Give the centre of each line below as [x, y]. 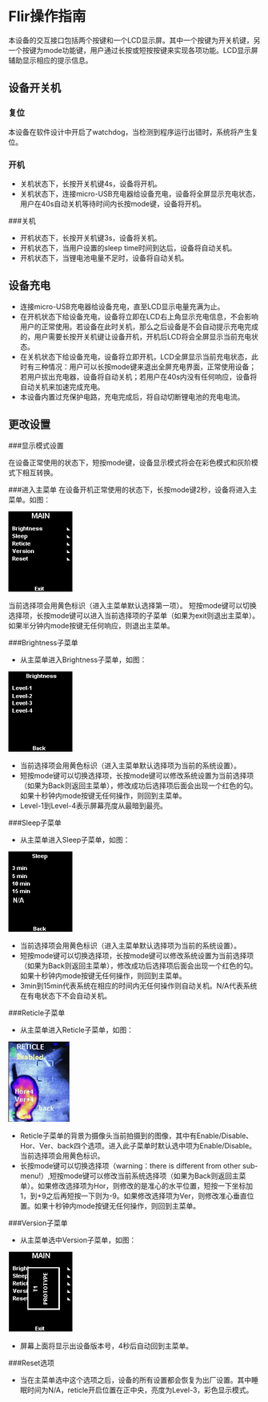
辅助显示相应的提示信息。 [50, 60]
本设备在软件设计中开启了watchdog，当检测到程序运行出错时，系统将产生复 [133, 132]
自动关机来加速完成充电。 [62, 387]
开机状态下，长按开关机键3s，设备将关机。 [90, 238]
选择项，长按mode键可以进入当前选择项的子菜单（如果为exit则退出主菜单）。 [134, 616]
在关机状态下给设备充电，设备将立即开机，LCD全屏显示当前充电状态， [136, 356]
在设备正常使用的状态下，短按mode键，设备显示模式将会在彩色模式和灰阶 [130, 462]
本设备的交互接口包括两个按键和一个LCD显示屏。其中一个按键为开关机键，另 [134, 40]
